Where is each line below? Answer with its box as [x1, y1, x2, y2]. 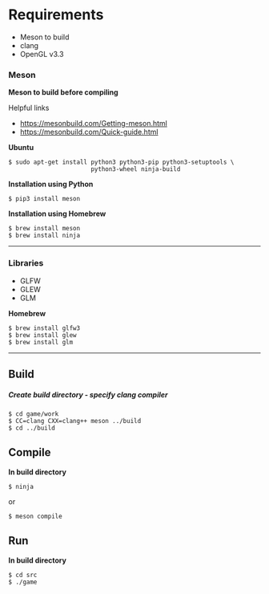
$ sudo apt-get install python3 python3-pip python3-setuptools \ [8, 158, 235, 166]
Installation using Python [8, 179, 94, 189]
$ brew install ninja [8, 231, 81, 240]
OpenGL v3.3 [19, 49, 64, 59]
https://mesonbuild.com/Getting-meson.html [19, 119, 168, 128]
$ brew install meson [8, 225, 81, 233]
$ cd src [8, 571, 38, 579]
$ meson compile [8, 512, 62, 520]
